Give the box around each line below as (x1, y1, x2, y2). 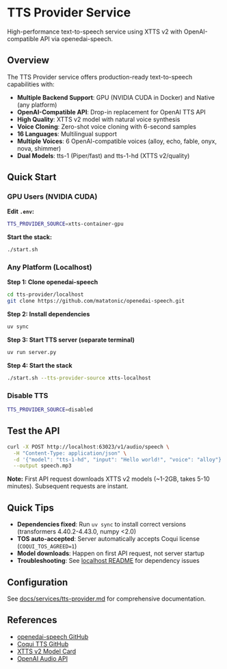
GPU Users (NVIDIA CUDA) (7, 192, 98, 201)
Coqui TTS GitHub (16, 640, 69, 648)
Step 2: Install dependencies (7, 310, 90, 318)
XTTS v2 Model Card (16, 647, 77, 655)
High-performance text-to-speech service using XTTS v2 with (7, 27, 183, 36)
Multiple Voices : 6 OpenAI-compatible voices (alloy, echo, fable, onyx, (16, 137, 217, 145)
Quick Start (7, 171, 57, 183)
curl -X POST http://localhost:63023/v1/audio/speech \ (7, 443, 170, 450)
